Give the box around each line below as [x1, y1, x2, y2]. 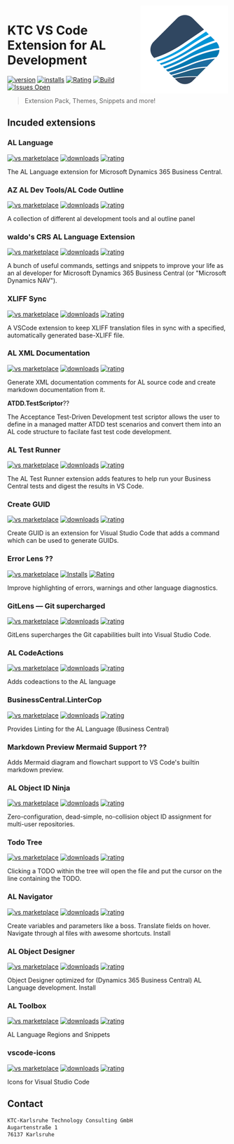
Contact [7, 1098, 43, 1110]
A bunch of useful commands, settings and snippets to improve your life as [7, 262, 224, 270]
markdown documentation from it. [7, 385, 106, 393]
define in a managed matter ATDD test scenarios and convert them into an [7, 419, 222, 429]
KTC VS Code [7, 22, 88, 39]
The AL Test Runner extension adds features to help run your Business [7, 475, 212, 483]
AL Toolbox [7, 1001, 47, 1011]
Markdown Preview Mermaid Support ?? [7, 742, 147, 752]
